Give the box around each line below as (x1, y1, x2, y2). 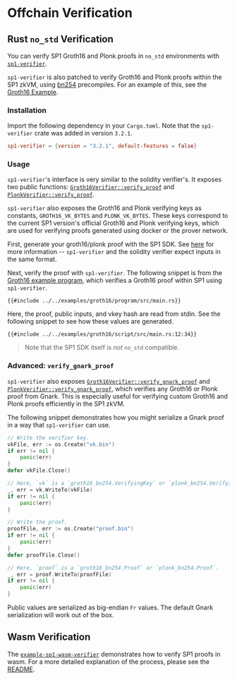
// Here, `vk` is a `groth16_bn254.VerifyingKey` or (7, 480, 166, 487)
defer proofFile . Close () (7, 552, 80, 559)
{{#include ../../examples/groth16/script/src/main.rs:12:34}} (7, 331, 197, 338)
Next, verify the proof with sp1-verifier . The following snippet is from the (7, 269, 222, 277)
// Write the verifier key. (7, 434, 90, 442)
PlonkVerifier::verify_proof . (7, 190, 95, 199)
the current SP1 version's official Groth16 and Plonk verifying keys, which (7, 219, 219, 227)
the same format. (7, 255, 57, 264)
